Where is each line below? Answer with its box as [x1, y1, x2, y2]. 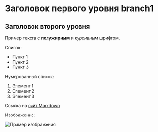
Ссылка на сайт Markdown [5, 103, 60, 108]
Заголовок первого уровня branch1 [5, 3, 154, 14]
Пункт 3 [12, 64, 29, 70]
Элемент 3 [12, 93, 35, 99]
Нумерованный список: [5, 74, 54, 79]
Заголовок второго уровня [5, 22, 90, 31]
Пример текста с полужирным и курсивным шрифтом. [5, 35, 120, 41]
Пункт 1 [12, 54, 28, 60]
